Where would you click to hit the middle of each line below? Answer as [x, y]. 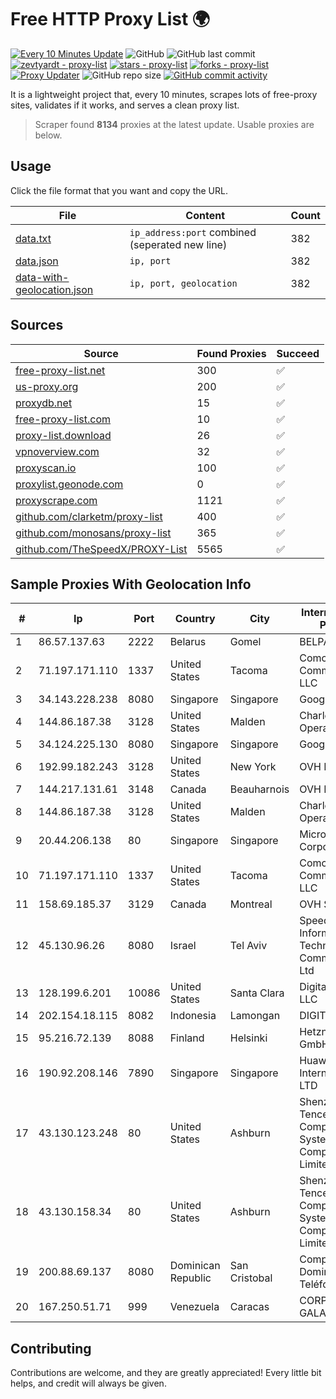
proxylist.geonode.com [69, 484]
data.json [37, 261]
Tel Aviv [248, 946]
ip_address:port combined [193, 232]
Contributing [51, 1348]
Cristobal [251, 1278]
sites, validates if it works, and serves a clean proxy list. [125, 105]
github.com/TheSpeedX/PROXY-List [101, 549]
